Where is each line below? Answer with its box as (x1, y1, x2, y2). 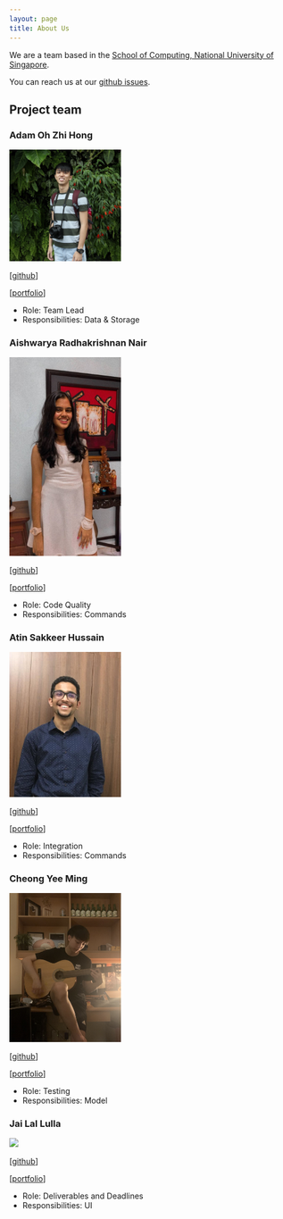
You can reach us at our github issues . (9, 76, 151, 87)
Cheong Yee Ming (9, 872, 88, 884)
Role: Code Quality (21, 599, 92, 611)
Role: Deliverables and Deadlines (21, 1190, 144, 1201)
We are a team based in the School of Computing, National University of (9, 49, 274, 60)
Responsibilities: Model (21, 1095, 108, 1106)
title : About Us (9, 23, 70, 33)
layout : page (9, 14, 58, 23)
